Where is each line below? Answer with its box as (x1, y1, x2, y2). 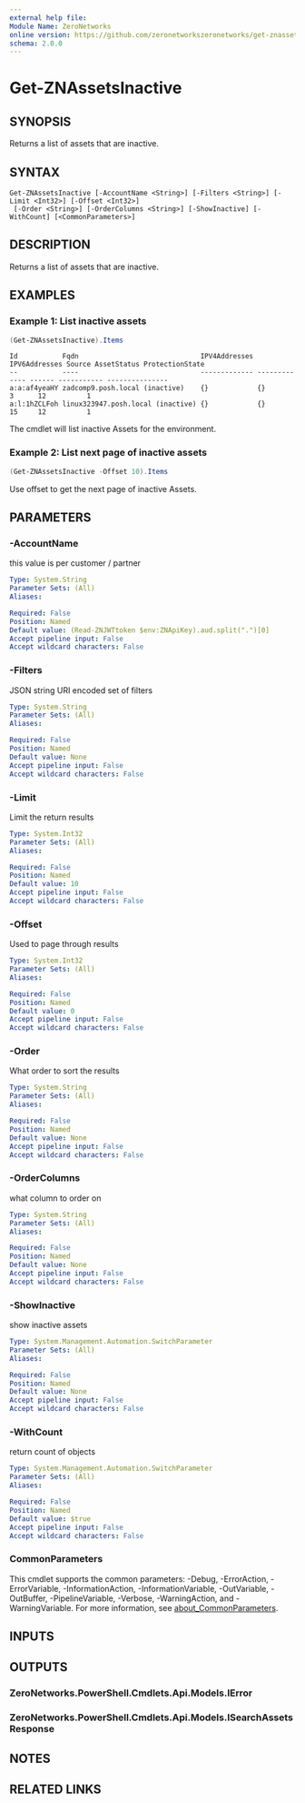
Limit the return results (9, 811, 94, 822)
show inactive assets (9, 1320, 88, 1331)
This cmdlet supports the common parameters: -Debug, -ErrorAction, (9, 1573, 270, 1584)
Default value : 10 (9, 880, 79, 889)
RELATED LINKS (9, 1782, 102, 1798)
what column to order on (9, 1193, 102, 1204)
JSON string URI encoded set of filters (9, 684, 152, 696)
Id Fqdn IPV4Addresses (9, 352, 254, 361)
